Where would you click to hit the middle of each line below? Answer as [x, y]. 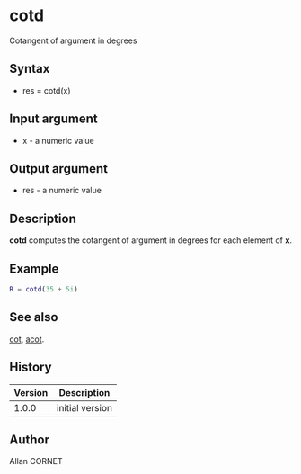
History [31, 367]
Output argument [58, 169]
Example [34, 268]
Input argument [53, 119]
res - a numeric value [62, 191]
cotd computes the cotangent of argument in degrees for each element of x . [151, 240]
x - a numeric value [58, 140]
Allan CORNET [36, 461]
